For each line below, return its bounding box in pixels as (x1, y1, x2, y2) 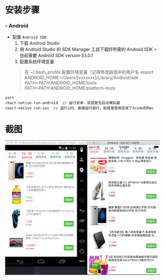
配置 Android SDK (12, 34, 47, 40)
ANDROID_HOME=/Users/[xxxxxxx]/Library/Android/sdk (24, 75, 138, 81)
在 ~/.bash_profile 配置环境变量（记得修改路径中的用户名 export (24, 69, 154, 75)
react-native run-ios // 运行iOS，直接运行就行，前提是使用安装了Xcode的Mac (5, 106, 154, 111)
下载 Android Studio (19, 40, 60, 46)
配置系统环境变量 (19, 59, 55, 64)
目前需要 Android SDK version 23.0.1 (19, 53, 93, 59)
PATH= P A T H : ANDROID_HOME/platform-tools (24, 85, 116, 91)
